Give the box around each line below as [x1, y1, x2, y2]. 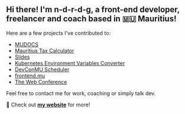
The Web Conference [14, 78, 67, 85]
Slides [14, 53, 30, 61]
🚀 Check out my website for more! [6, 101, 90, 108]
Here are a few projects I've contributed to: [6, 29, 111, 36]
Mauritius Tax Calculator [14, 47, 74, 54]
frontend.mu [14, 72, 46, 79]
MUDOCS [14, 41, 38, 48]
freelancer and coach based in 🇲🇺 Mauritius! [6, 14, 177, 24]
